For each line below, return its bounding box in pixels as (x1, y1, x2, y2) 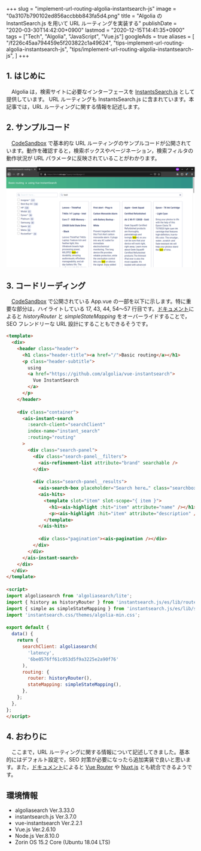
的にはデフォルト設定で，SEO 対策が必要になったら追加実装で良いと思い (6, 756, 186, 763)
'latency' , (28, 650, 55, 656)
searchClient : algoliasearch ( (22, 644, 98, 650)
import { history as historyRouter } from (6, 599, 114, 605)
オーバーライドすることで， (122, 313, 190, 320)
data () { (11, 631, 33, 637)
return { (17, 637, 39, 644)
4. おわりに (6, 731, 47, 742)
